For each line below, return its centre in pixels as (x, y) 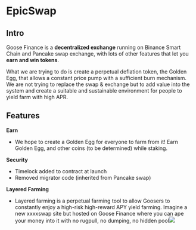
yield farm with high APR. (37, 97)
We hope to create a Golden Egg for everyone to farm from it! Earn (97, 142)
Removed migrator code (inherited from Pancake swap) (83, 177)
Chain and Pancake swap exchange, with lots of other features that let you (97, 54)
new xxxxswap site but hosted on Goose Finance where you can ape (99, 213)
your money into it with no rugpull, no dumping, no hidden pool (92, 220)
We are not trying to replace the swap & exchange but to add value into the (98, 84)
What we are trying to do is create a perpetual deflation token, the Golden (97, 72)
